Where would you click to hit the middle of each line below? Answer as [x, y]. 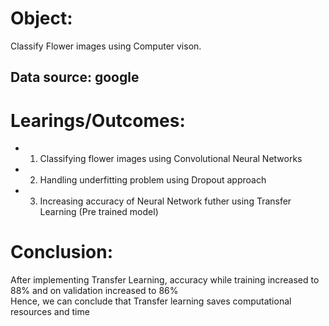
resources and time [50, 312]
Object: [41, 18]
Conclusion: [62, 252]
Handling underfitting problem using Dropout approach [153, 180]
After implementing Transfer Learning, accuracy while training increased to [165, 280]
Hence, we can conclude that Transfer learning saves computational [151, 301]
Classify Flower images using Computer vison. [106, 46]
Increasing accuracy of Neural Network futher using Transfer [165, 201]
